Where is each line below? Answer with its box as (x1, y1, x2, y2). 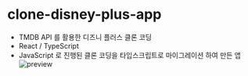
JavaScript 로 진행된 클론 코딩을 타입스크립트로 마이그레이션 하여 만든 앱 (18, 50, 242, 60)
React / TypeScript (18, 41, 79, 50)
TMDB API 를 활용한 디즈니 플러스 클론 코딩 (18, 32, 152, 42)
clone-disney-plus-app (7, 5, 162, 24)
